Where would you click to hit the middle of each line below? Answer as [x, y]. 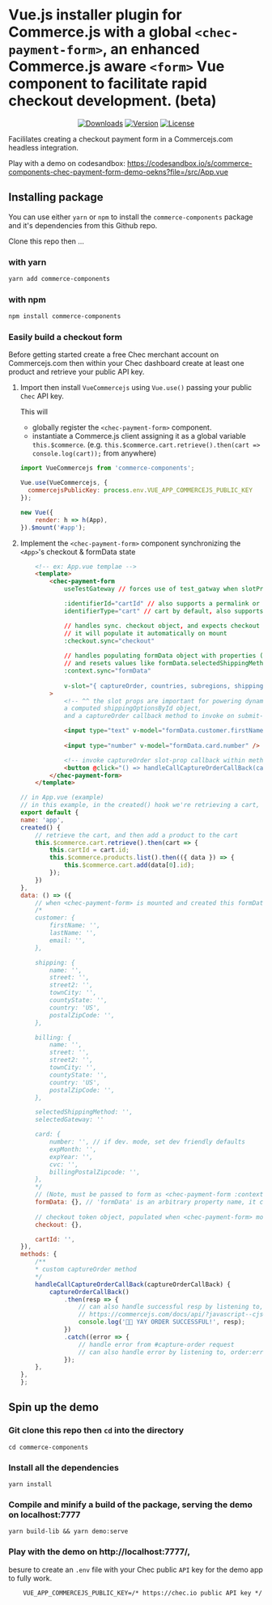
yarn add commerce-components [59, 279]
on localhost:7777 [45, 1514]
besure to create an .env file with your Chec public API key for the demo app [136, 1569]
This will [34, 412]
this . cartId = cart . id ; [89, 850]
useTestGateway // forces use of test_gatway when [151, 589]
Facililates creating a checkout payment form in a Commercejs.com [121, 138]
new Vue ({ [37, 512]
